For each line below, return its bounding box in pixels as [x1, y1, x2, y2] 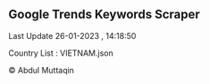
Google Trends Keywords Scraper [8, 7, 200, 22]
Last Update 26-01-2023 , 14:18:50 [8, 30, 137, 41]
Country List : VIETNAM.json [8, 48, 113, 58]
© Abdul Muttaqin [8, 65, 75, 75]
